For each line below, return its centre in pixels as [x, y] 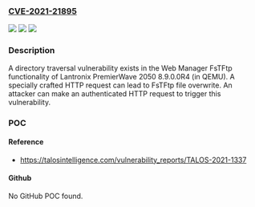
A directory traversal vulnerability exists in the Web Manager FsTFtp [120, 68]
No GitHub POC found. [46, 196]
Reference [26, 142]
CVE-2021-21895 [43, 11]
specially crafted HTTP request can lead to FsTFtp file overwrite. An [120, 85]
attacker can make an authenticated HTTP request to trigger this [115, 93]
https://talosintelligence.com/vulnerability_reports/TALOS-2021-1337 [133, 160]
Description [32, 51]
